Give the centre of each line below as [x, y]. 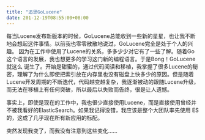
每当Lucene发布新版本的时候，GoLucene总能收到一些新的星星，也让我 [96, 36]
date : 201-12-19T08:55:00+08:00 [47, 18]
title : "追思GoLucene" [34, 12]
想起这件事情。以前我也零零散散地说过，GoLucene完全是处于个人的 [102, 43]
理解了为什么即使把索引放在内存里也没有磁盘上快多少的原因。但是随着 [105, 74]
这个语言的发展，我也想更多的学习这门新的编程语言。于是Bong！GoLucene [101, 59]
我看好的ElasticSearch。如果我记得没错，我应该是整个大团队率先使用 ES [108, 110]
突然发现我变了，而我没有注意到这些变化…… [62, 131]
